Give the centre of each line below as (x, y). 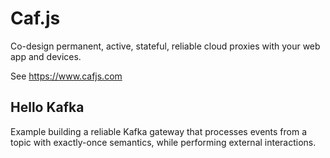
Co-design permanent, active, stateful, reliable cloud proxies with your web (165, 46)
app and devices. (46, 56)
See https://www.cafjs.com (66, 76)
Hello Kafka (47, 107)
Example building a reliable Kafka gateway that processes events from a (159, 131)
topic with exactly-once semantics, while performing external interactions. (163, 142)
